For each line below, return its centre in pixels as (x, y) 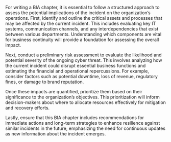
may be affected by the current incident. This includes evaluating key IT (81, 23)
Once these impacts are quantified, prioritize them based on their (74, 92)
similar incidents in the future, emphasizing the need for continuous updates (86, 128)
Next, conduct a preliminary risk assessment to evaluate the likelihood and (83, 55)
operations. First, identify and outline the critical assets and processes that (84, 18)
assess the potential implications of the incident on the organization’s (78, 13)
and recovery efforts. (28, 108)
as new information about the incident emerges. (56, 134)
